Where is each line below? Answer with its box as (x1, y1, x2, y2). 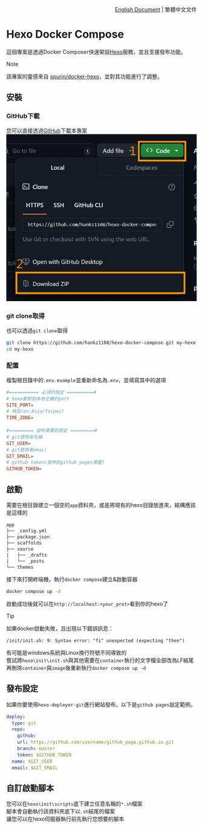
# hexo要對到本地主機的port (6, 396, 69, 402)
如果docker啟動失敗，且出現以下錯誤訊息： (6, 624, 114, 632)
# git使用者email (6, 446, 47, 453)
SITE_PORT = (6, 402, 34, 408)
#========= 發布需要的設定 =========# (6, 428, 98, 434)
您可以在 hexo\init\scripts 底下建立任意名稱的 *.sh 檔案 (6, 800, 143, 807)
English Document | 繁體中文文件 (114, 6, 197, 13)
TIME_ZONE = (6, 415, 34, 421)
